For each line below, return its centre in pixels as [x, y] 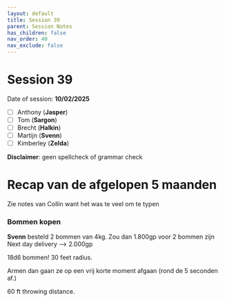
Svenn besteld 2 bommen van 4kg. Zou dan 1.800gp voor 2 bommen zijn [111, 237]
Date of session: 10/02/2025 [48, 99]
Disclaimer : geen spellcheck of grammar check [75, 157]
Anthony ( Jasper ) [42, 112]
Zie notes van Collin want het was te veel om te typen [84, 204]
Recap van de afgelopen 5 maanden [112, 185]
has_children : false [37, 33]
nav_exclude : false [35, 46]
